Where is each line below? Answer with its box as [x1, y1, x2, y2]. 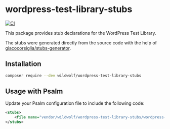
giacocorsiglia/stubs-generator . [5, 45, 71, 51]
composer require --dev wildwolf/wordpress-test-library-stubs [5, 73, 142, 78]
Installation [5, 59, 41, 69]
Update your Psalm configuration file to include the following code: [5, 100, 145, 106]
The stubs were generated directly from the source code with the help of [5, 39, 157, 46]
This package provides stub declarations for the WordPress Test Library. [5, 30, 156, 36]
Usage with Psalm [5, 87, 63, 96]
